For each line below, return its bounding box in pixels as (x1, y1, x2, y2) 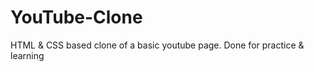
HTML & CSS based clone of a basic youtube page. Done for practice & (10, 39, 305, 51)
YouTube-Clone (10, 6, 143, 29)
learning (10, 49, 45, 61)
